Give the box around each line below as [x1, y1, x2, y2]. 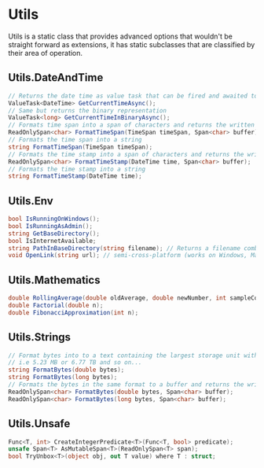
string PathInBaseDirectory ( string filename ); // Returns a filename [8, 244, 241, 252]
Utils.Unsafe [8, 417, 71, 430]
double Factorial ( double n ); [8, 301, 104, 309]
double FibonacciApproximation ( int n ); [8, 308, 139, 316]
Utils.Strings [8, 330, 71, 344]
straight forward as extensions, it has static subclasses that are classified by [8, 39, 255, 49]
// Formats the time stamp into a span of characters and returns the [8, 150, 244, 158]
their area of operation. [8, 48, 83, 57]
